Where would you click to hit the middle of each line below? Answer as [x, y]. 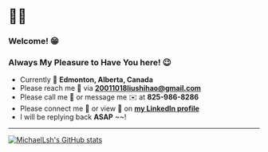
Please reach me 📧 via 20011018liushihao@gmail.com [110, 88]
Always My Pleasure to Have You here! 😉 [90, 63]
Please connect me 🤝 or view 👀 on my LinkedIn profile [109, 109]
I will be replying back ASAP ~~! [73, 117]
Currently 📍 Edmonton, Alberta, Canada [87, 80]
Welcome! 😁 [34, 41]
